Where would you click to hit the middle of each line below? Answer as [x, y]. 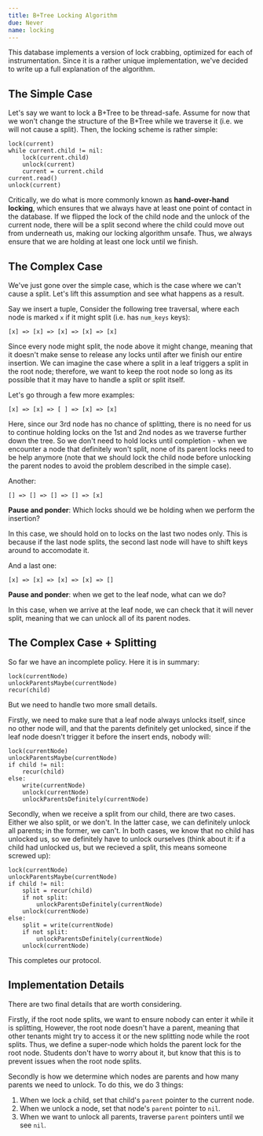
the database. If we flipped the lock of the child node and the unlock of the [129, 216]
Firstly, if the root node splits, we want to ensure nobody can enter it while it [131, 1019]
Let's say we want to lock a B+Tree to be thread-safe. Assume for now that [129, 113]
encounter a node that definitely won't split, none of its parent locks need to [131, 449]
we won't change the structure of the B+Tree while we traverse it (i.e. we [126, 121]
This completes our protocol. [55, 960]
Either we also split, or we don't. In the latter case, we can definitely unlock [129, 822]
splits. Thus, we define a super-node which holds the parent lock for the [125, 1044]
